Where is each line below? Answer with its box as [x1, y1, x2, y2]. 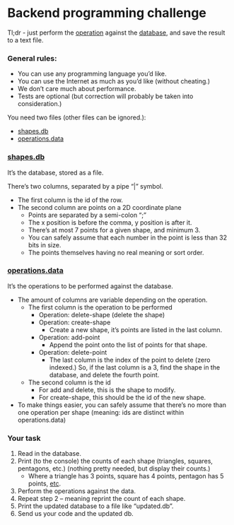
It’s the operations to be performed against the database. [7, 281, 173, 290]
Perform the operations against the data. [17, 487, 136, 495]
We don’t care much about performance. [17, 85, 136, 93]
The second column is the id [28, 378, 111, 387]
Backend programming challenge [7, 5, 207, 21]
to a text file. [7, 35, 44, 44]
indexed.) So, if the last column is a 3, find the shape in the [49, 362, 221, 372]
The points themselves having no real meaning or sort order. [28, 248, 204, 256]
